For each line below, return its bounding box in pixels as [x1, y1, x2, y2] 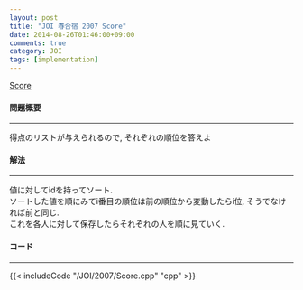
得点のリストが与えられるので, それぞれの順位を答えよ [9, 132, 212, 143]
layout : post [9, 13, 59, 23]
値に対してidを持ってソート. [9, 184, 113, 195]
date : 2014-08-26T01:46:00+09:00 [9, 30, 135, 39]
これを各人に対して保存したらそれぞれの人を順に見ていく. [9, 219, 225, 229]
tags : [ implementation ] [9, 55, 99, 64]
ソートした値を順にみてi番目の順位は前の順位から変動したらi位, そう [9, 196, 263, 207]
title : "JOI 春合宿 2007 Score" [9, 22, 127, 31]
